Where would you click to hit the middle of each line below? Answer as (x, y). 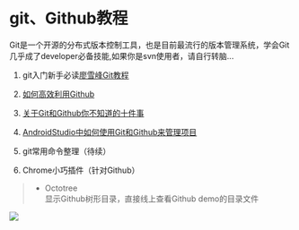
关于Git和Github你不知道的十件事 (83, 113)
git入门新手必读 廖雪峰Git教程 (75, 75)
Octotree (61, 188)
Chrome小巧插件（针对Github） (81, 170)
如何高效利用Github (58, 94)
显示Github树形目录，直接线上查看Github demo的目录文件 (152, 199)
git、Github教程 (69, 18)
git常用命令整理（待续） (66, 151)
